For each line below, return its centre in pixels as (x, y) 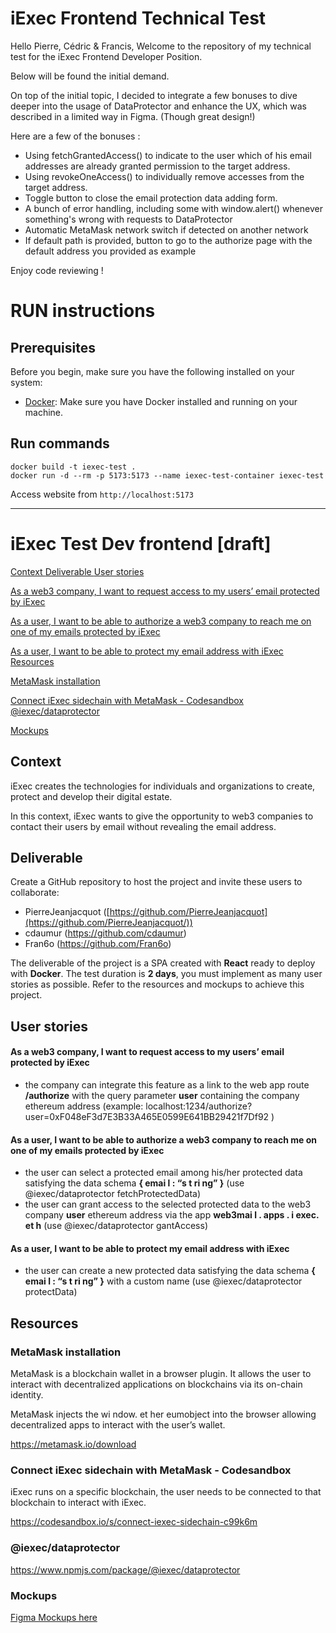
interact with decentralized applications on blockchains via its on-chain (156, 1384)
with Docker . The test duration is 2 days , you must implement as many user (166, 974)
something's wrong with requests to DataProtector (128, 219)
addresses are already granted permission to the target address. (157, 166)
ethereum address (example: (84, 1106)
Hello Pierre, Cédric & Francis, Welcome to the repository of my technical (161, 46)
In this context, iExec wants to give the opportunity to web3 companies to (162, 816)
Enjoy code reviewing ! (57, 270)
